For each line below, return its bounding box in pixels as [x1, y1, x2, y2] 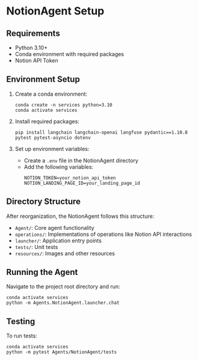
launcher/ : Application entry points [14, 236, 102, 244]
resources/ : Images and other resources [14, 250, 116, 257]
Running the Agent [6, 267, 78, 277]
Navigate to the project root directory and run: [6, 283, 120, 290]
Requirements [6, 28, 60, 39]
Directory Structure [6, 197, 81, 207]
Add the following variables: [23, 163, 93, 170]
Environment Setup [6, 74, 80, 85]
